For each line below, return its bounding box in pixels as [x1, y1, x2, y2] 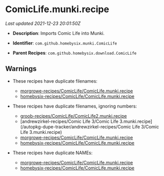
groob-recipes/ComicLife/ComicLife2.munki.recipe [20, 113, 127, 119]
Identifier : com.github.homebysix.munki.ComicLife [12, 40, 117, 46]
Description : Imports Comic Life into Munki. [12, 30, 105, 36]
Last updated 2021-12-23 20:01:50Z [5, 20, 81, 26]
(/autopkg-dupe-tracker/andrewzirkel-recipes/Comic [20, 123, 131, 130]
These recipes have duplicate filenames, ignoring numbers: [12, 103, 137, 109]
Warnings [5, 64, 37, 73]
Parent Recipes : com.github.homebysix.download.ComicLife [12, 50, 137, 56]
